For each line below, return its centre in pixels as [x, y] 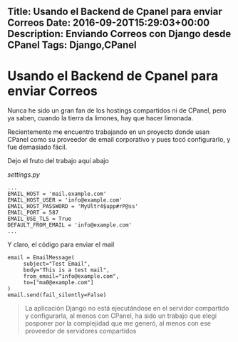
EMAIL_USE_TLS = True [40, 219]
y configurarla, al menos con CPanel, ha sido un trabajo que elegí [121, 316]
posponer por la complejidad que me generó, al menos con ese [118, 323]
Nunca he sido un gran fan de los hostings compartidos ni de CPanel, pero [117, 110]
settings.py [24, 175]
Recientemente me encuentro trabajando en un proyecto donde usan [109, 132]
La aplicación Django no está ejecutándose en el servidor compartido [127, 309]
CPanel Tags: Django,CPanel [72, 45]
